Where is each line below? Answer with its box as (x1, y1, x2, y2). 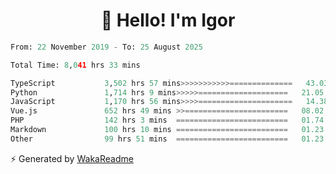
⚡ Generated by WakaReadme (10, 152, 134, 164)
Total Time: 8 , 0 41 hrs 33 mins (10, 60, 141, 70)
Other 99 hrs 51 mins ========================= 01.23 (10, 134, 325, 144)
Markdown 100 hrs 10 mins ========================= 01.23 (10, 125, 325, 135)
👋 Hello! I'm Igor (100, 9, 236, 32)
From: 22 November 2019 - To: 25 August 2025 (10, 42, 203, 52)
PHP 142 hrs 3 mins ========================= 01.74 (10, 115, 325, 126)
